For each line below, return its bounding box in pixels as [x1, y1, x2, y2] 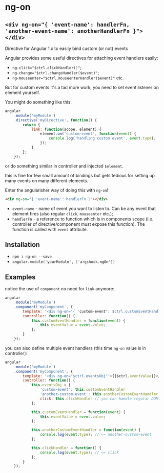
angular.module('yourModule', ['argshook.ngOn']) [12, 260, 116, 264]
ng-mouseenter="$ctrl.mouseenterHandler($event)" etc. [12, 75, 124, 81]
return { [22, 122, 41, 127]
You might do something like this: [5, 99, 72, 105]
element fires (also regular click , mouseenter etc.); [12, 211, 113, 216]
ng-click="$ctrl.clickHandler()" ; [12, 65, 82, 70]
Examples [5, 273, 36, 281]
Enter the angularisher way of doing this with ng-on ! [5, 187, 109, 193]
